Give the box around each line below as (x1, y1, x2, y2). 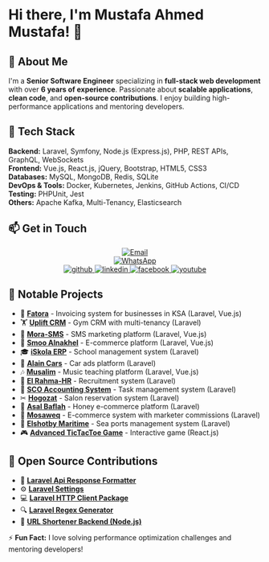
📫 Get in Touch (8, 222, 88, 236)
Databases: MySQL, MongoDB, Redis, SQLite (8, 171, 159, 182)
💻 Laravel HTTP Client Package (19, 493, 128, 503)
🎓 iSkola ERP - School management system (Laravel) (19, 347, 199, 357)
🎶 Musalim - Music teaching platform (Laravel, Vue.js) (19, 367, 199, 377)
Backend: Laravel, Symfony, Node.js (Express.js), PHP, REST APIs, (8, 146, 229, 156)
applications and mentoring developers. (53, 102, 185, 111)
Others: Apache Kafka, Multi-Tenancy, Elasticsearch (8, 197, 182, 207)
